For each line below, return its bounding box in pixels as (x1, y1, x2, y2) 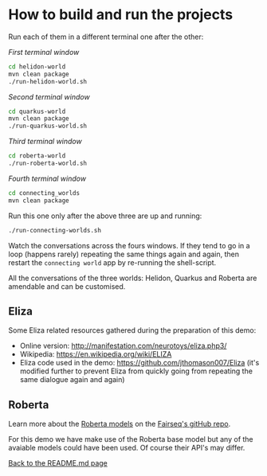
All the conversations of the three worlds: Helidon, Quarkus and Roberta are (8, 273, 257, 283)
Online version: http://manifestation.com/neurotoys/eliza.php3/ (19, 341, 227, 351)
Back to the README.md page (8, 458, 108, 468)
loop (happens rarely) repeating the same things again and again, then (8, 249, 240, 259)
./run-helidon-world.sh (8, 77, 88, 85)
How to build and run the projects (8, 6, 234, 24)
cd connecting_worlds (8, 189, 80, 197)
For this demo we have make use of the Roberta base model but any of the (8, 435, 253, 444)
